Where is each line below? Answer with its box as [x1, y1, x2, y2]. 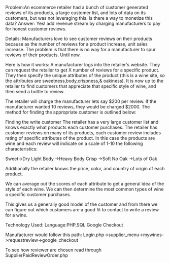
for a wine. [5, 212, 28, 218]
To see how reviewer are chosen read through [5, 247, 101, 253]
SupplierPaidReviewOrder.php [5, 252, 69, 258]
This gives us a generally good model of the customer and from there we [5, 201, 158, 207]
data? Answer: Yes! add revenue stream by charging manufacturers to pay [5, 20, 161, 26]
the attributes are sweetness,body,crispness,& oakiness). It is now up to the [5, 78, 164, 84]
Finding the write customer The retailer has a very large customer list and [5, 119, 159, 125]
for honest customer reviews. [5, 26, 67, 32]
